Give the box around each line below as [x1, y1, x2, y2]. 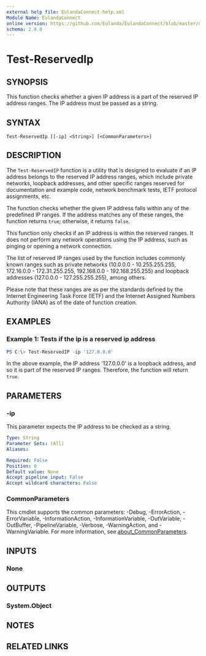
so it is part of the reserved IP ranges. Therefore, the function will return [6, 366, 188, 374]
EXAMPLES [6, 316, 51, 327]
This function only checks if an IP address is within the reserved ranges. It [6, 229, 194, 237]
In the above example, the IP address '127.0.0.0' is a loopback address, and [6, 360, 196, 367]
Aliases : [6, 446, 29, 452]
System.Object [6, 601, 52, 610]
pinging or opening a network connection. [6, 242, 112, 250]
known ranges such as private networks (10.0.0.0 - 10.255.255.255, [6, 261, 177, 268]
